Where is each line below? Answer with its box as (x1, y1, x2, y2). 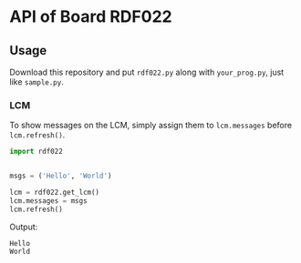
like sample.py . (9, 76, 64, 87)
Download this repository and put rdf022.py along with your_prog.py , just (9, 66, 285, 77)
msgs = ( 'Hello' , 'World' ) (9, 171, 112, 181)
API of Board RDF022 (9, 6, 172, 27)
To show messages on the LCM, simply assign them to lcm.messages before (9, 120, 293, 131)
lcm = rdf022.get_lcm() (9, 188, 100, 197)
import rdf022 (9, 147, 64, 157)
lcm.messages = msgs (9, 196, 88, 206)
